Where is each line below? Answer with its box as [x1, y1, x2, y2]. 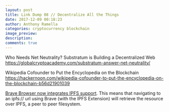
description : [5, 36, 33, 41]
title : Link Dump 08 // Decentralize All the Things [5, 12, 119, 17]
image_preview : [5, 31, 38, 36]
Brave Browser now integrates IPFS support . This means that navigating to [5, 90, 161, 96]
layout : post [5, 7, 33, 13]
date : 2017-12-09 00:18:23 [5, 17, 62, 22]
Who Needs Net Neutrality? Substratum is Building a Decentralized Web [5, 54, 156, 60]
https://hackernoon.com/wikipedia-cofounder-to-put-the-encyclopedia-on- [5, 74, 164, 81]
